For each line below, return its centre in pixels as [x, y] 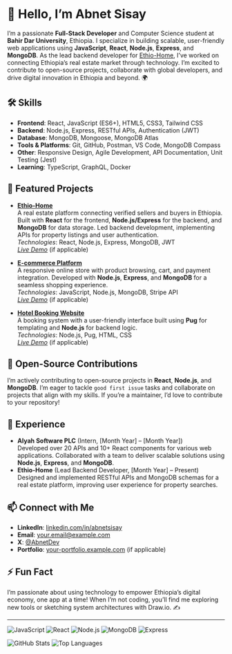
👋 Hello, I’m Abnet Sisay [77, 14]
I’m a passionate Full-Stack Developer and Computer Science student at [110, 33]
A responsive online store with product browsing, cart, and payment [114, 270]
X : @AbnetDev [38, 542]
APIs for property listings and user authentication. [88, 235]
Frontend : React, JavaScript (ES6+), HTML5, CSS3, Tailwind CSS [110, 123]
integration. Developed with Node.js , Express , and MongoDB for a [112, 277]
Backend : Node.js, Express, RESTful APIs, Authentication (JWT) [108, 130]
